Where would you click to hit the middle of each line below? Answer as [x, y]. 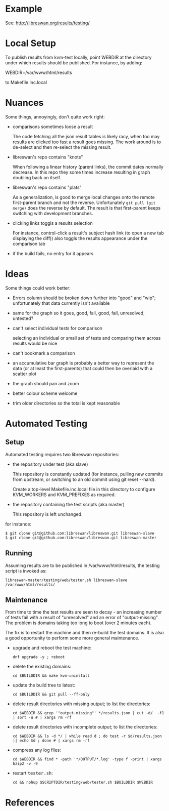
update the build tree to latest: [44, 685]
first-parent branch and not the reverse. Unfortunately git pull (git [84, 202]
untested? [23, 318]
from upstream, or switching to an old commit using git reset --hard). [84, 479]
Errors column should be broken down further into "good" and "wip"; [84, 298]
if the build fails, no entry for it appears [53, 253]
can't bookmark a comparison [44, 353]
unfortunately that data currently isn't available [61, 303]
